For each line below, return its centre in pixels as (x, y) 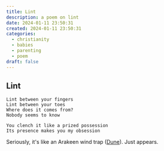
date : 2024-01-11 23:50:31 (40, 23)
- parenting (27, 51)
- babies (22, 45)
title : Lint (21, 12)
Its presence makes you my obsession (53, 131)
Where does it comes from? (40, 110)
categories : (21, 34)
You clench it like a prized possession (57, 126)
